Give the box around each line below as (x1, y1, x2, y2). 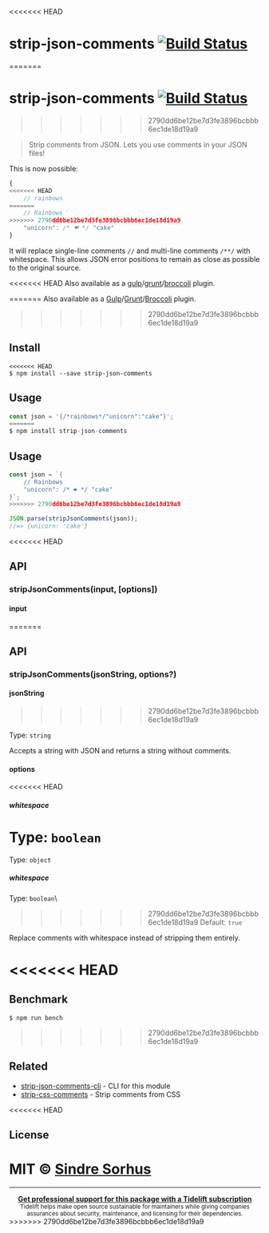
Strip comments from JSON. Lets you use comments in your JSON (28, 139, 248, 149)
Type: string (9, 730, 51, 740)
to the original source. (9, 263, 81, 272)
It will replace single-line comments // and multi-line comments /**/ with (9, 246, 251, 255)
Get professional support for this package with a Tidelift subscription (18, 1194, 252, 1203)
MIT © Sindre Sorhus (9, 1160, 152, 1179)
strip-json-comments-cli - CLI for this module (20, 1081, 171, 1090)
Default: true (200, 917, 243, 927)
